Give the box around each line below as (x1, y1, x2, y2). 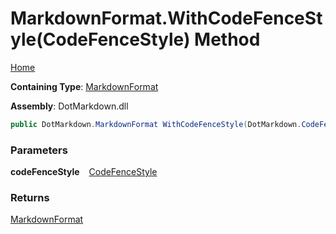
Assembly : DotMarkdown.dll (10, 100, 129, 112)
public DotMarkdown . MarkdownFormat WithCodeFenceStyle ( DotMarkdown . (10, 119, 302, 129)
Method (194, 28, 261, 51)
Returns (10, 191, 50, 205)
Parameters (10, 143, 68, 157)
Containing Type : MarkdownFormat (10, 80, 159, 92)
